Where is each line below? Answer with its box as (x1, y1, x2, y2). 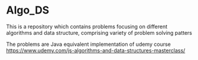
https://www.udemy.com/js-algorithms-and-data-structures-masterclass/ (6, 46, 186, 54)
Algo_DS (6, 4, 50, 17)
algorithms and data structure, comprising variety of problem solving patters (6, 29, 192, 36)
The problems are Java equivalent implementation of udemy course (6, 41, 171, 48)
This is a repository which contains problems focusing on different (6, 23, 168, 30)
